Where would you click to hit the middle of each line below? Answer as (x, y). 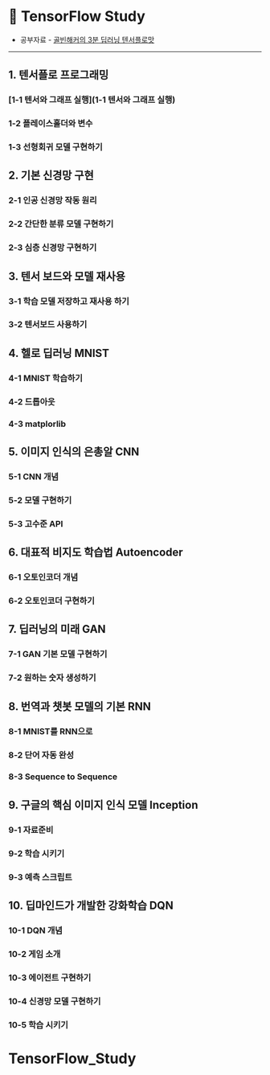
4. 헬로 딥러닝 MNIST (59, 353)
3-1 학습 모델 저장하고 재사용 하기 (69, 301)
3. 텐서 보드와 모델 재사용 (67, 276)
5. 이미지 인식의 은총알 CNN (74, 452)
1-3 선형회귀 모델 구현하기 (55, 147)
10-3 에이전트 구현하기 (50, 978)
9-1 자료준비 (31, 830)
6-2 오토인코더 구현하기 (51, 601)
